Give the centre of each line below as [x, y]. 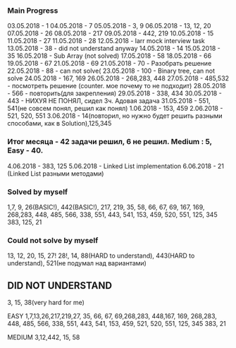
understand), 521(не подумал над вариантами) [77, 263]
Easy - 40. [25, 150]
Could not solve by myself [53, 240]
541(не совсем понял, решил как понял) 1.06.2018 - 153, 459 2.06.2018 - [115, 109]
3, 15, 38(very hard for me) [46, 302]
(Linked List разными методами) [56, 173]
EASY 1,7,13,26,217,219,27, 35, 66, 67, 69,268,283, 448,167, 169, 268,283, [112, 316]
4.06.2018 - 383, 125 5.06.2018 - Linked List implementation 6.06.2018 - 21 [116, 166]
